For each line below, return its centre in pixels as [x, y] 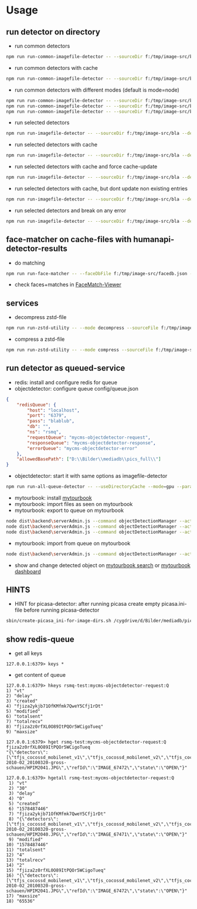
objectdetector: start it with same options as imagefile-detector [91, 476]
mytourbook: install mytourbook [53, 498]
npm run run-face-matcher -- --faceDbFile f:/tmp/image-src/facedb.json [97, 273]
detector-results [37, 249]
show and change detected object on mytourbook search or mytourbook [102, 565]
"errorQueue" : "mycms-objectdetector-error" [82, 448]
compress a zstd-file [40, 339]
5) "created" [25, 804]
